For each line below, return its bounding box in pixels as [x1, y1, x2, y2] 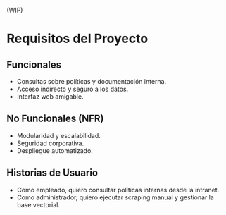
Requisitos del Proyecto [6, 31, 149, 47]
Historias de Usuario [6, 167, 99, 179]
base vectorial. [16, 200, 61, 209]
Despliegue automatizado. [16, 146, 93, 154]
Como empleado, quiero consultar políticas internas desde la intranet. [16, 185, 220, 194]
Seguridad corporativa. [16, 139, 84, 147]
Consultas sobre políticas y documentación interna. [16, 78, 167, 85]
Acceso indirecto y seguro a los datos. [16, 85, 129, 93]
